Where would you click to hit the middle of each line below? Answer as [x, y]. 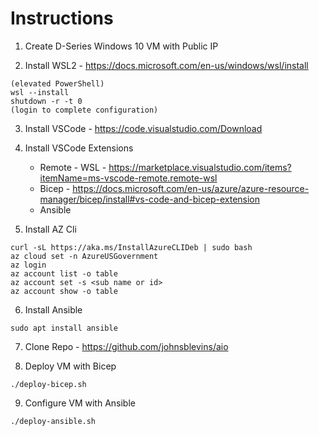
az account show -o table [64, 291]
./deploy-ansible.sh [53, 421]
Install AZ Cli [50, 229]
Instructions [62, 18]
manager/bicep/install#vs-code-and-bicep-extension [150, 199]
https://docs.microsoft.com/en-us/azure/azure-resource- [191, 188]
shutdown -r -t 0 [46, 101]
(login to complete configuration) [84, 110]
